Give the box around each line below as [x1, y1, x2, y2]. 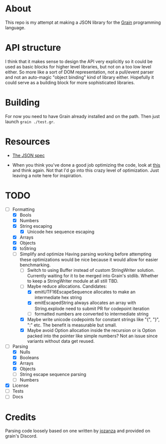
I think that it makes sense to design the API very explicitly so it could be [5, 58, 153, 64]
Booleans [19, 354, 39, 360]
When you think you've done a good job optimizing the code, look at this [12, 162, 161, 168]
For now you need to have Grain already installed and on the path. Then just [5, 113, 160, 119]
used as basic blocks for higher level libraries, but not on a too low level [5, 63, 152, 69]
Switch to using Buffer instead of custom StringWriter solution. [27, 267, 155, 273]
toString [19, 246, 36, 252]
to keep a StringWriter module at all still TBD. [27, 278, 119, 284]
